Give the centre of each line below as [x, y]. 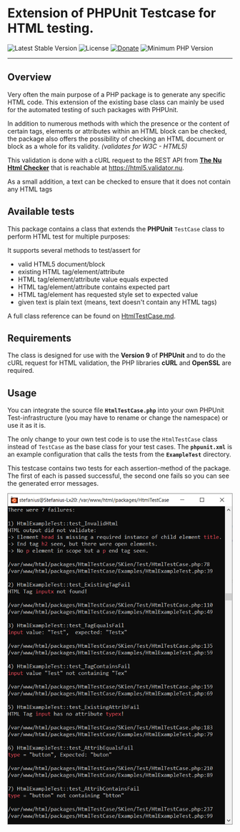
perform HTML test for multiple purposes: [69, 236]
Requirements [39, 338]
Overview [30, 77]
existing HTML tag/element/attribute [71, 271]
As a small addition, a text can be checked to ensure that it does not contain [119, 181]
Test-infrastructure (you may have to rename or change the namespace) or [118, 418]
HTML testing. [51, 28]
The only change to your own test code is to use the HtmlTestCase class [112, 439]
